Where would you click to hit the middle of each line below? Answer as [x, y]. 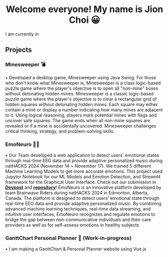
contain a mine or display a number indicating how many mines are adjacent [84, 110]
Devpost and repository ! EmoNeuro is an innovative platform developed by [83, 187]
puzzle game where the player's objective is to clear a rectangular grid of [81, 99]
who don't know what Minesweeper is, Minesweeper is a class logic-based [83, 83]
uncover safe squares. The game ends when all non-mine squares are [78, 120]
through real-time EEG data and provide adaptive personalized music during [84, 161]
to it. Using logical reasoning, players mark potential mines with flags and [81, 115]
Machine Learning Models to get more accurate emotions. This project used [84, 171]
